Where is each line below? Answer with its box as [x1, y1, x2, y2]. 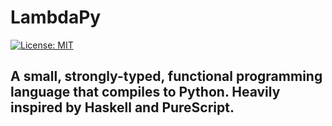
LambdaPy [10, 6, 102, 29]
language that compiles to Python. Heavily [10, 84, 281, 101]
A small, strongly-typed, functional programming [10, 68, 323, 85]
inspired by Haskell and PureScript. [10, 99, 235, 116]
